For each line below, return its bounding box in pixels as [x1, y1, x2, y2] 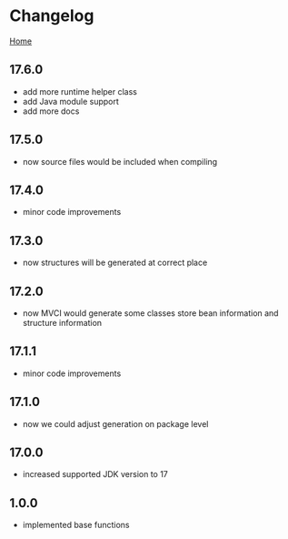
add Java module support [22, 96, 120, 107]
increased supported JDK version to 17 [22, 469, 168, 480]
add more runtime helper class [22, 86, 138, 97]
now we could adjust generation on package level [22, 418, 209, 429]
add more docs [22, 106, 80, 117]
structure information [22, 318, 103, 328]
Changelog [9, 5, 94, 26]
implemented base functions [22, 520, 130, 531]
